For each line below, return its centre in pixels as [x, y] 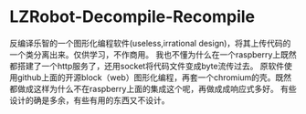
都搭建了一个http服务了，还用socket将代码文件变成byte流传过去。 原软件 [147, 66]
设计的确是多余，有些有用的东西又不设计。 [90, 100]
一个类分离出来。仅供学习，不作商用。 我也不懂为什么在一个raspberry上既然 [153, 54]
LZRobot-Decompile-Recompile [132, 17]
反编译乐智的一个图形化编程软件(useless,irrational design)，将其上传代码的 [150, 43]
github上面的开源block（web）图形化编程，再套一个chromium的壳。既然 [154, 77]
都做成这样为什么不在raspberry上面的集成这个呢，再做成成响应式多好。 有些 [153, 88]
